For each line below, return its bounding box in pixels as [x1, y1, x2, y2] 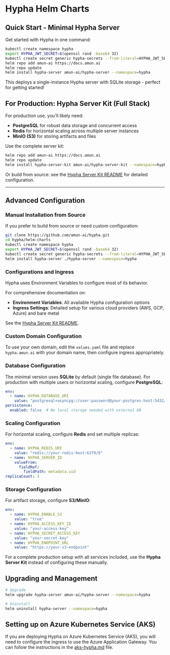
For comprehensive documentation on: [5, 289, 86, 295]
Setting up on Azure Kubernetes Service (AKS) [5, 620, 156, 629]
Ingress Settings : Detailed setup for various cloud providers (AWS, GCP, [12, 304, 164, 311]
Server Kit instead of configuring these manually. [5, 559, 108, 565]
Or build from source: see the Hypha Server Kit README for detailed [5, 171, 148, 177]
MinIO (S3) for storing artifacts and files [12, 133, 96, 139]
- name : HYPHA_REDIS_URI [10, 446, 62, 451]
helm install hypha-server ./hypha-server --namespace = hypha [5, 256, 137, 261]
